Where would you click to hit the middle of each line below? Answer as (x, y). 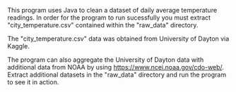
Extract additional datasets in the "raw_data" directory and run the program (117, 74)
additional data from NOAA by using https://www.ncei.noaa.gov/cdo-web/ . (116, 67)
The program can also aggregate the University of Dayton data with (106, 60)
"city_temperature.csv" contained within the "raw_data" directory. (103, 25)
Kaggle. (19, 46)
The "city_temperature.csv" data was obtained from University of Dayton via (118, 39)
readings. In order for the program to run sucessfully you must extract (109, 18)
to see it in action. (33, 82)
